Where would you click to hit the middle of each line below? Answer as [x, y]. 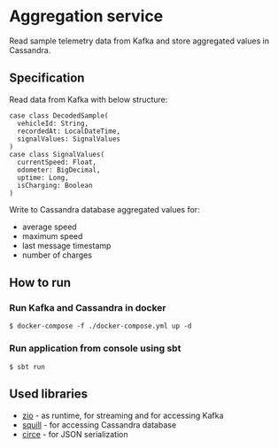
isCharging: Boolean [55, 185]
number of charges [57, 255]
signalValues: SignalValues [69, 139]
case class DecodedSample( [59, 116]
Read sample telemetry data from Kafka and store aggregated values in [139, 41]
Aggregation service [86, 16]
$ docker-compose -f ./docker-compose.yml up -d [100, 326]
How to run [40, 283]
